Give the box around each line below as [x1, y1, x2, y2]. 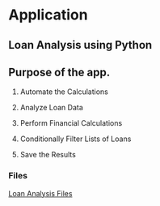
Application [8, 6, 88, 24]
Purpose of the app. [8, 65, 111, 79]
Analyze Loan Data [19, 103, 83, 113]
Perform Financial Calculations [19, 118, 123, 128]
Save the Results [19, 150, 77, 160]
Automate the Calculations [19, 87, 109, 97]
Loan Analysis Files [8, 188, 73, 198]
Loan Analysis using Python [8, 38, 153, 52]
